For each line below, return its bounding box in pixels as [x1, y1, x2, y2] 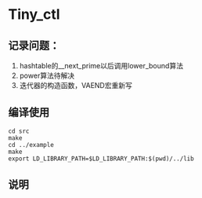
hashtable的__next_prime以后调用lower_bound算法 [19, 61, 184, 70]
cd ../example [8, 141, 55, 148]
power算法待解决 [19, 71, 75, 80]
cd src [8, 127, 30, 135]
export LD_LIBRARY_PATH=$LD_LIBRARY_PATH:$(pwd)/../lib [8, 155, 194, 163]
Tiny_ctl [8, 5, 60, 24]
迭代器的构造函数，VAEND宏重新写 [19, 81, 133, 90]
